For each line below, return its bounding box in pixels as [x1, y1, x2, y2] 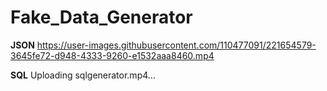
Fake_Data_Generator [10, 6, 193, 29]
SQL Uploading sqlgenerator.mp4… [10, 69, 156, 81]
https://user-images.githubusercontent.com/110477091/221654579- [36, 39, 317, 51]
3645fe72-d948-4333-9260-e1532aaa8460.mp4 [10, 49, 215, 61]
